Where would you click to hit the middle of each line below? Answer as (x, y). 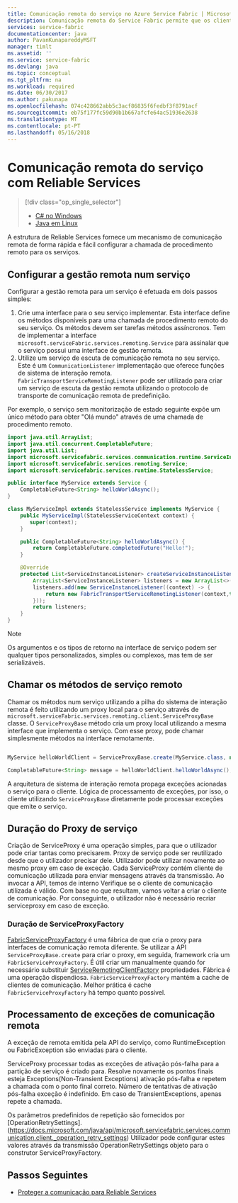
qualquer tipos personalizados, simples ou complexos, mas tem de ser (110, 655)
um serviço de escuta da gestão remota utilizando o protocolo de (113, 388)
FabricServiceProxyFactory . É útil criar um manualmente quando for (106, 962)
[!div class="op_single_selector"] (73, 202)
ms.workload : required (41, 86)
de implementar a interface (57, 335)
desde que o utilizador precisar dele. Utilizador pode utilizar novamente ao (116, 861)
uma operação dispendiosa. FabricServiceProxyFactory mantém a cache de (118, 977)
